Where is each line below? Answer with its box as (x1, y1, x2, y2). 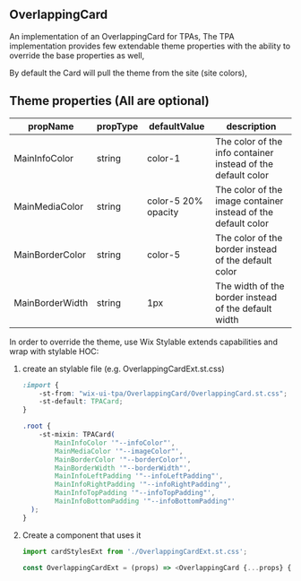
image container (214, 195, 284, 207)
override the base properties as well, (9, 49, 145, 61)
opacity (146, 205, 179, 218)
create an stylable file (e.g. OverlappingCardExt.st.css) (21, 363, 225, 374)
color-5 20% (146, 195, 203, 207)
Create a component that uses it (21, 529, 142, 541)
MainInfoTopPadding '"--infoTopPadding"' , (55, 489, 216, 498)
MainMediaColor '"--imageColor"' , (55, 447, 184, 455)
